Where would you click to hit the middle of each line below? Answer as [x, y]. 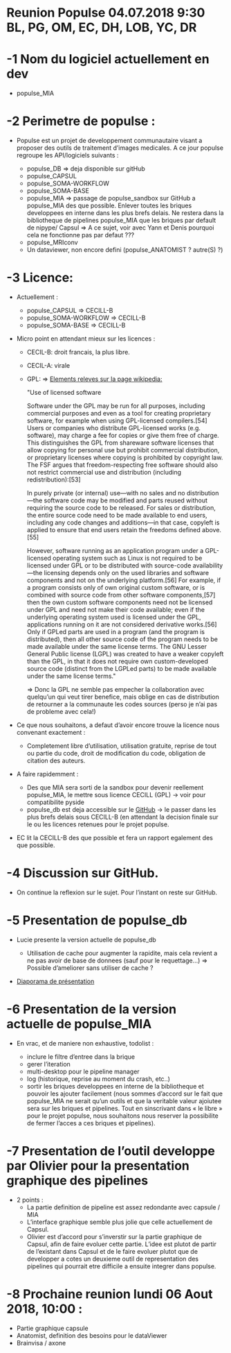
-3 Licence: [40, 278]
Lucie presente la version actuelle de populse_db [86, 939]
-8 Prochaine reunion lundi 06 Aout [110, 1294]
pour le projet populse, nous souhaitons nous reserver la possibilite [122, 1116]
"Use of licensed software [64, 392]
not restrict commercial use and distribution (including [104, 472]
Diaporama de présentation [55, 981]
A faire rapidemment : [47, 774]
